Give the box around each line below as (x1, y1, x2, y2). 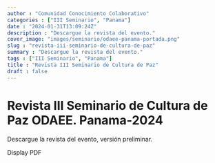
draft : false (7, 68, 48, 75)
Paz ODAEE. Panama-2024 (7, 112, 164, 128)
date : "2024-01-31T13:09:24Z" (7, 23, 97, 30)
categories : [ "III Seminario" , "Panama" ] (7, 17, 131, 23)
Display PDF (7, 148, 42, 157)
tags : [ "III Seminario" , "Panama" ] (7, 55, 112, 62)
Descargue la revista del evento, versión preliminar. (7, 135, 153, 144)
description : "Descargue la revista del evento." (7, 29, 156, 37)
